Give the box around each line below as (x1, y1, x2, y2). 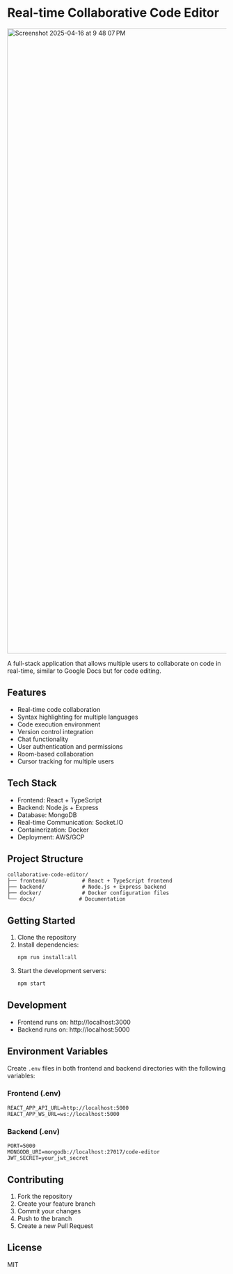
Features (7, 687, 47, 699)
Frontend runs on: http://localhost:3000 (17, 1018, 131, 1026)
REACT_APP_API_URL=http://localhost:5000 (7, 1104, 129, 1112)
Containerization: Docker (17, 825, 89, 834)
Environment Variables (7, 1046, 109, 1057)
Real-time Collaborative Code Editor (7, 5, 220, 21)
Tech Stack (7, 777, 57, 789)
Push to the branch (17, 1214, 72, 1222)
